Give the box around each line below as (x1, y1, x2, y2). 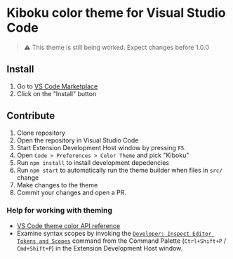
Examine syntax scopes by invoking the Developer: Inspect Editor (16, 229, 212, 237)
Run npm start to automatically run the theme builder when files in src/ (16, 166, 222, 174)
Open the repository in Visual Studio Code (16, 135, 139, 145)
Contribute (6, 110, 55, 122)
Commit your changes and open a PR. (16, 188, 127, 197)
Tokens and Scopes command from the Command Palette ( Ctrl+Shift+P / (16, 237, 227, 245)
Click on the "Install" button (16, 89, 97, 98)
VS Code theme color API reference (16, 221, 121, 230)
